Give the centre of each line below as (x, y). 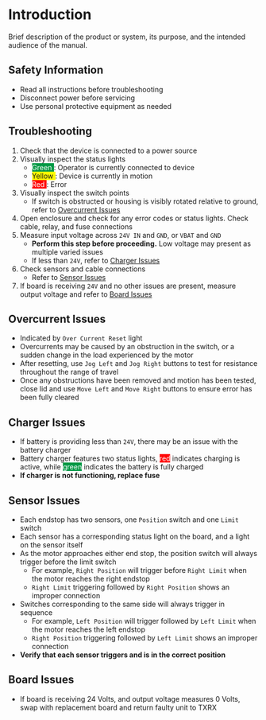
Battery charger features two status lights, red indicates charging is (130, 458)
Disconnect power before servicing (77, 98)
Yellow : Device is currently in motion (92, 176)
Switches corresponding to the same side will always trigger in (122, 604)
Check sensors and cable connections (83, 269)
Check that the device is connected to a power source (108, 150)
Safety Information (56, 70)
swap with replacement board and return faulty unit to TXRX (118, 707)
